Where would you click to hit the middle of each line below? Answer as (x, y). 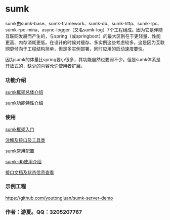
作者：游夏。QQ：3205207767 (44, 212)
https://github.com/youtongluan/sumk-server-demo (59, 198)
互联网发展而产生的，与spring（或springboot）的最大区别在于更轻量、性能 (83, 36)
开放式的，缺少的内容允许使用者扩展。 (45, 66)
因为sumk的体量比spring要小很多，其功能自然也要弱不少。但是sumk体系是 (83, 59)
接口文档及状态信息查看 (30, 172)
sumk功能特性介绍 (24, 103)
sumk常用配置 (20, 151)
